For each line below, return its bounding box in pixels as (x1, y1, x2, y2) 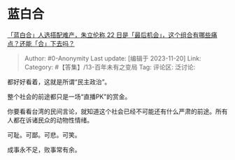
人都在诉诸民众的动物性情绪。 (7, 115, 93, 124)
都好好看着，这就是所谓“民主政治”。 (7, 77, 111, 86)
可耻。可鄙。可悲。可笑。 (7, 130, 81, 139)
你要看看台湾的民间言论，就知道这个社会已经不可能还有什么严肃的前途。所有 (7, 107, 228, 115)
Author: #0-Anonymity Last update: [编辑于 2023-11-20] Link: (24, 54, 201, 63)
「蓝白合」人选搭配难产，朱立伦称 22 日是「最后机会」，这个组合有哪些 (7, 31, 211, 39)
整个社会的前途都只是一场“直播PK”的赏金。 (7, 92, 131, 101)
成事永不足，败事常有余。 (7, 145, 81, 154)
